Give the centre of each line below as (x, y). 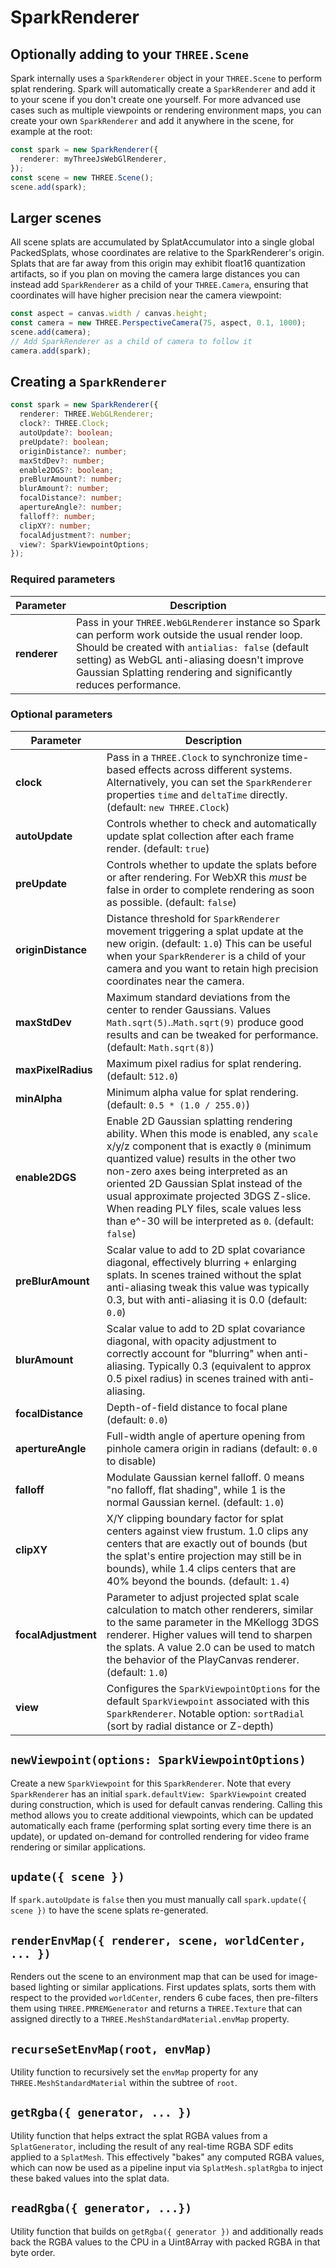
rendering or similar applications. (78, 1847)
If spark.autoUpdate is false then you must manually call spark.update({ (158, 1900)
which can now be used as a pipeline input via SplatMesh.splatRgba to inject (166, 2167)
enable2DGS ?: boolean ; (66, 470)
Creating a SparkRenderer (89, 381)
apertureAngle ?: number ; (71, 507)
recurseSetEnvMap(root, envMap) (111, 2049)
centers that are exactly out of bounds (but (207, 1543)
